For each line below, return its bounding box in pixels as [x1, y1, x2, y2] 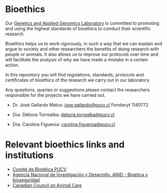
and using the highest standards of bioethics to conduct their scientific [5, 25, 151, 31]
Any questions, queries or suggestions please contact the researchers [5, 86, 150, 92]
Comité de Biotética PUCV [12, 166, 66, 172]
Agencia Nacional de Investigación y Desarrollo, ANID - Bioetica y [12, 171, 148, 177]
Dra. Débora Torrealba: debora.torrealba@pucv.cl [12, 112, 115, 118]
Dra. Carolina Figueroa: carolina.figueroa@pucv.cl [12, 121, 115, 127]
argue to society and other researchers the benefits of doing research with [5, 46, 159, 52]
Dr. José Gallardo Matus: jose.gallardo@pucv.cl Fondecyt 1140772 [12, 102, 149, 108]
